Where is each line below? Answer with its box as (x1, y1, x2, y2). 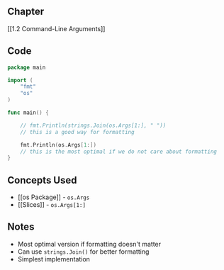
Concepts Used (7, 174, 77, 186)
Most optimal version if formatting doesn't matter (17, 240, 162, 248)
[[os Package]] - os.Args (17, 193, 90, 201)
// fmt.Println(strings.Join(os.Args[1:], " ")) (20, 122, 167, 129)
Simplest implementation (17, 254, 91, 263)
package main (7, 64, 46, 71)
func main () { (7, 109, 50, 116)
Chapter (7, 6, 45, 18)
